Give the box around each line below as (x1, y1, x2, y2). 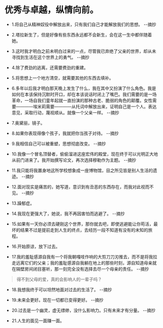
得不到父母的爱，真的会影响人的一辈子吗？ (16, 276, 102, 282)
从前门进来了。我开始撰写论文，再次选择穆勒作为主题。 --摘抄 (11, 157, 137, 163)
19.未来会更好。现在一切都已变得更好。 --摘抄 (11, 297, 104, 303)
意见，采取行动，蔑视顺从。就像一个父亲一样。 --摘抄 (11, 109, 120, 115)
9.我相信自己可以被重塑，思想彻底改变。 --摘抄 (11, 141, 106, 146)
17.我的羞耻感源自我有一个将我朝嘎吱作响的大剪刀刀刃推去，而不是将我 (11, 254, 153, 259)
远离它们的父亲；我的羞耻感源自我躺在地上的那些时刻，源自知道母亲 (16, 260, 153, 266)
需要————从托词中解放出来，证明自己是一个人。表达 (45, 103, 157, 109)
